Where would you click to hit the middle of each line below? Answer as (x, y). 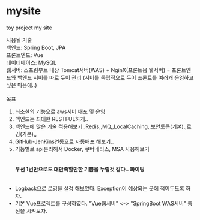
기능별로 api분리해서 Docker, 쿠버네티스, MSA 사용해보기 (82, 149)
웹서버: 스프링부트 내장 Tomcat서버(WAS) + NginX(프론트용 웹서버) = (88, 70)
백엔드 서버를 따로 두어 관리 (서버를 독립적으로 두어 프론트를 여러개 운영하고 (105, 77)
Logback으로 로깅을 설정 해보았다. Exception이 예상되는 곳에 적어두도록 (99, 188)
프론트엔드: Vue (25, 55)
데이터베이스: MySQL (32, 62)
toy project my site (29, 28)
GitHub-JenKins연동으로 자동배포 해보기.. (64, 141)
